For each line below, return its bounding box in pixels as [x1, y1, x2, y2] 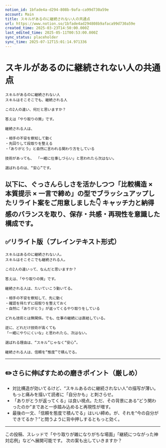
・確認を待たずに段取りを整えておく [5, 301, 67, 306]
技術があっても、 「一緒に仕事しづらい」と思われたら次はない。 [5, 156, 117, 161]
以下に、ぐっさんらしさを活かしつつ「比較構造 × [5, 180, 153, 188]
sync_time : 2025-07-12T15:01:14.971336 [5, 40, 87, 45]
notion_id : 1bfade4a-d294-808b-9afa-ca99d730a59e [5, 7, 109, 12]
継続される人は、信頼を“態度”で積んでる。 [5, 350, 79, 355]
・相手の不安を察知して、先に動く [5, 295, 64, 301]
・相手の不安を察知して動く [5, 135, 53, 141]
